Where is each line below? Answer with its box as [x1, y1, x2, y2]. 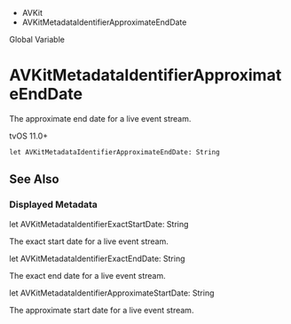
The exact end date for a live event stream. [9, 270, 166, 281]
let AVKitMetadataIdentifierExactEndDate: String [9, 253, 185, 264]
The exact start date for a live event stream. [9, 235, 169, 247]
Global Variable [9, 35, 65, 44]
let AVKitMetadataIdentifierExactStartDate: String [9, 218, 189, 229]
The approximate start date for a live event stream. [9, 304, 194, 315]
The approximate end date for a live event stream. [9, 113, 192, 123]
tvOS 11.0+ [9, 130, 49, 141]
